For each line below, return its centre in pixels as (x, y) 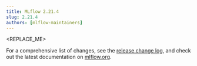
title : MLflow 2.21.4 (33, 11)
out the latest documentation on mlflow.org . (59, 57)
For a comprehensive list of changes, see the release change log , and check (98, 51)
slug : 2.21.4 (22, 17)
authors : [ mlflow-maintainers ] (44, 22)
